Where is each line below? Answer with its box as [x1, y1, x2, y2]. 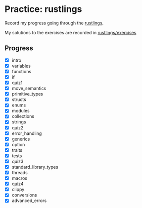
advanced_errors [11, 198, 47, 204]
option [11, 141, 25, 147]
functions [11, 68, 32, 74]
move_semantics [11, 86, 47, 92]
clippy [11, 187, 25, 193]
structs [11, 97, 27, 103]
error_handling [11, 130, 42, 136]
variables [11, 63, 31, 69]
